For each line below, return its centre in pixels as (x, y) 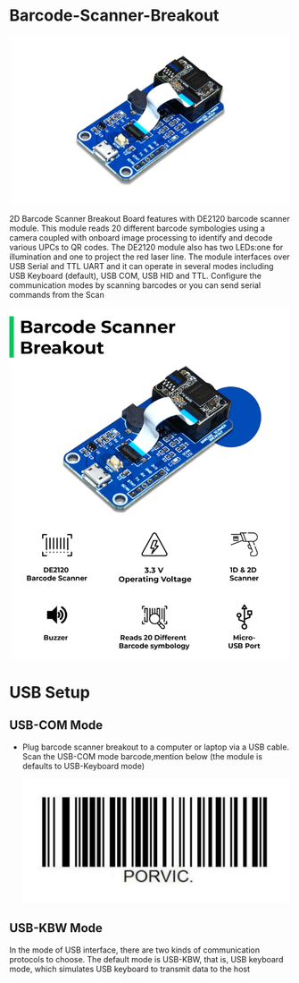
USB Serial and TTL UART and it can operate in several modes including (141, 266)
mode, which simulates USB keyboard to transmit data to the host (129, 969)
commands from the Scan (57, 294)
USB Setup (50, 692)
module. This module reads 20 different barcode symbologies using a (137, 228)
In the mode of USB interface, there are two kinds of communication (135, 950)
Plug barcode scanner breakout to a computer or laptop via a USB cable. (156, 747)
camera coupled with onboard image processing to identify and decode (141, 237)
